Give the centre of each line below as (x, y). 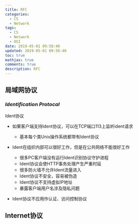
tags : (11, 28)
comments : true (21, 64)
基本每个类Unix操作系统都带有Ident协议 (59, 137)
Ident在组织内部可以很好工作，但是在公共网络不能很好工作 (71, 147)
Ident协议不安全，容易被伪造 (48, 176)
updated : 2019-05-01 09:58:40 (36, 51)
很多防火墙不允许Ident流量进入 (50, 169)
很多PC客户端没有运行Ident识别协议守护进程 (64, 157)
